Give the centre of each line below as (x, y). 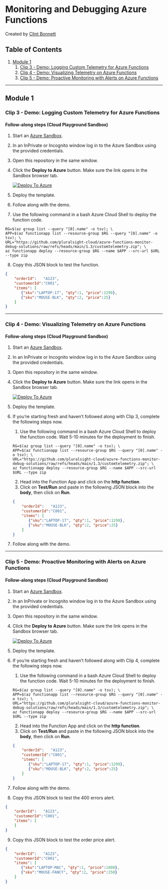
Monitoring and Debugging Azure (76, 9)
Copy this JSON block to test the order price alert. (64, 840)
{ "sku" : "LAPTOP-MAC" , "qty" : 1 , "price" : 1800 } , (70, 868)
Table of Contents (34, 50)
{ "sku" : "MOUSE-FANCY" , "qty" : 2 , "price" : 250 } (69, 872)
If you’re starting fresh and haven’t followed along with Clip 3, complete (86, 417)
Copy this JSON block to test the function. (56, 265)
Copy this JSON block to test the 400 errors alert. (63, 798)
